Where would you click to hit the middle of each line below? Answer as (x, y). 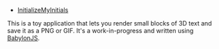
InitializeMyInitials (43, 10)
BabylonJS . (24, 38)
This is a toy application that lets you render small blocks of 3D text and (109, 23)
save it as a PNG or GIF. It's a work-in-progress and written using (100, 31)
